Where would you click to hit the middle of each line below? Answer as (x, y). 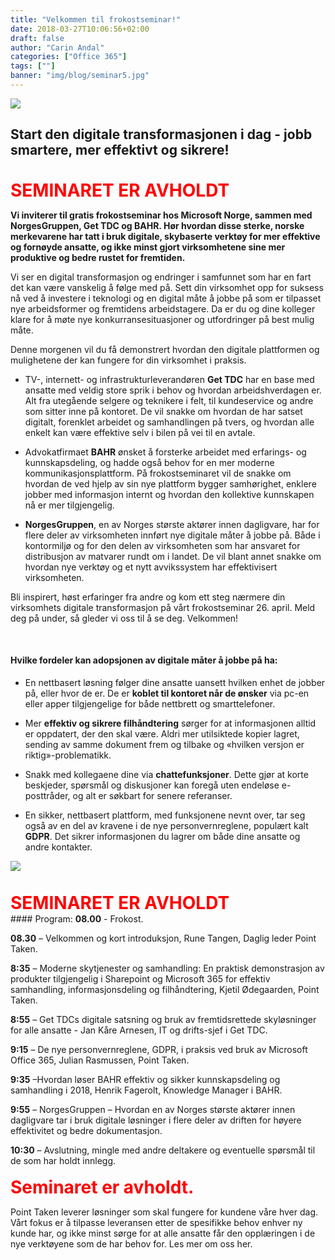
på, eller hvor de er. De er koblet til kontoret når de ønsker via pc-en (167, 693)
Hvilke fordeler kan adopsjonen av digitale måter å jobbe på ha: (144, 660)
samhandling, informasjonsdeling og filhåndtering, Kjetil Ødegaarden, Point (165, 989)
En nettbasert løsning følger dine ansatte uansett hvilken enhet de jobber (175, 682)
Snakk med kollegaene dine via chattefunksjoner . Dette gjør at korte (166, 774)
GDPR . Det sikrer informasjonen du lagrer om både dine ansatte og (162, 836)
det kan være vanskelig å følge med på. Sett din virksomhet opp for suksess (167, 287)
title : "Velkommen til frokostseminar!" (96, 19)
